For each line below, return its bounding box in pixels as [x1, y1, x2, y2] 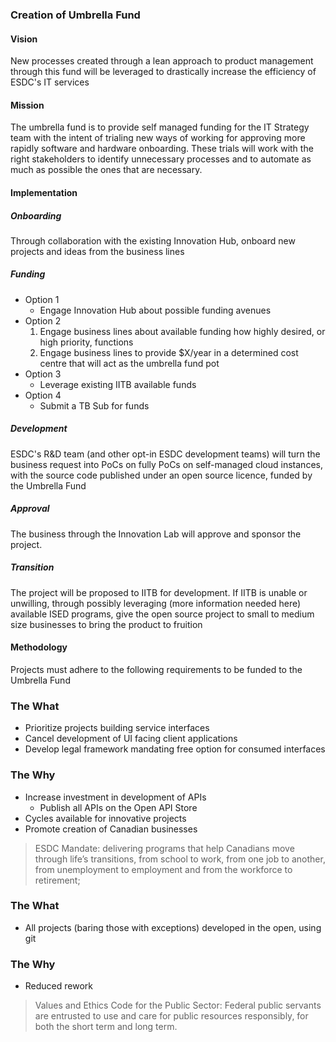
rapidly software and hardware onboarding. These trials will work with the [10, 143, 314, 155]
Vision [10, 33, 38, 45]
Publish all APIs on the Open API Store [39, 801, 198, 813]
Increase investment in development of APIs [24, 791, 207, 803]
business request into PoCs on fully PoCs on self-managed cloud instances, [10, 458, 323, 470]
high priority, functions [39, 336, 134, 348]
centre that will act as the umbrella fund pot [39, 357, 220, 369]
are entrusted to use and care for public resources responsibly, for [34, 1010, 309, 1022]
